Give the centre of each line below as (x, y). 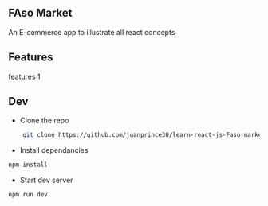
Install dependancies (54, 150)
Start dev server (46, 180)
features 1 (25, 76)
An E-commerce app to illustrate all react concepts (92, 32)
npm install (28, 165)
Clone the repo (44, 120)
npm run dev (28, 195)
